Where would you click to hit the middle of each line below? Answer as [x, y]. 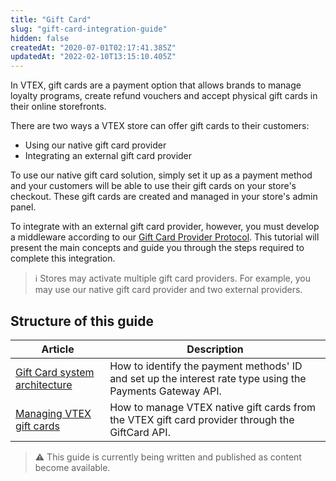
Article [58, 349]
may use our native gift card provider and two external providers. [168, 290]
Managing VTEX [53, 413]
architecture [44, 384]
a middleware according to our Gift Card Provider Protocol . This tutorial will [165, 237]
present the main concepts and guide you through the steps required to [157, 248]
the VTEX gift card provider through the [202, 419]
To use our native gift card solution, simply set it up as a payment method [161, 175]
